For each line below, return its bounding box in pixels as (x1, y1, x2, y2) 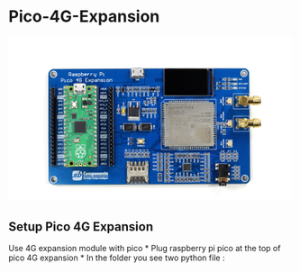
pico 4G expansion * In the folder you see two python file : (8, 252, 225, 263)
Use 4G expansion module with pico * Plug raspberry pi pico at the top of (8, 243, 281, 254)
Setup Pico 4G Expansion (8, 219, 154, 234)
